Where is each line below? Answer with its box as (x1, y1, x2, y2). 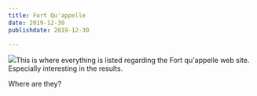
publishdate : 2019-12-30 (8, 26, 90, 34)
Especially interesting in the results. (8, 64, 123, 73)
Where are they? (8, 79, 62, 89)
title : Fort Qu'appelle (8, 11, 86, 20)
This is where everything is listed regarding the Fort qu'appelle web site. (16, 56, 250, 65)
